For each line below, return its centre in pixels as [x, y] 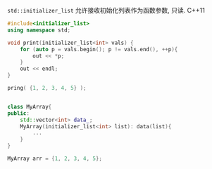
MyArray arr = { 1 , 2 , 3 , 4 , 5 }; [55, 158]
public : [19, 113]
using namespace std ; [39, 30]
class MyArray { [30, 107]
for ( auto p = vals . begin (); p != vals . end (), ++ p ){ [99, 49]
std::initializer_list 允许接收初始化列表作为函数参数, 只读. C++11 [106, 10]
